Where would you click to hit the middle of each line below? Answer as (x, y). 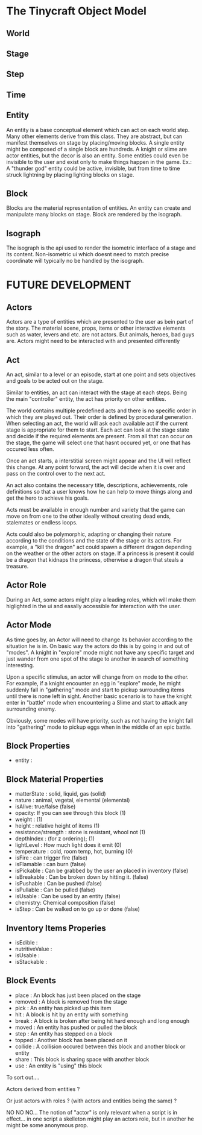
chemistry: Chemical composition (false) (65, 903)
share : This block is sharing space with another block (82, 1059)
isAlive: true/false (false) (45, 806)
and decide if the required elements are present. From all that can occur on (99, 436)
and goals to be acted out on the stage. (55, 381)
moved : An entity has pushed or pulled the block (76, 1027)
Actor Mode (29, 625)
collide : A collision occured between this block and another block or (100, 1046)
